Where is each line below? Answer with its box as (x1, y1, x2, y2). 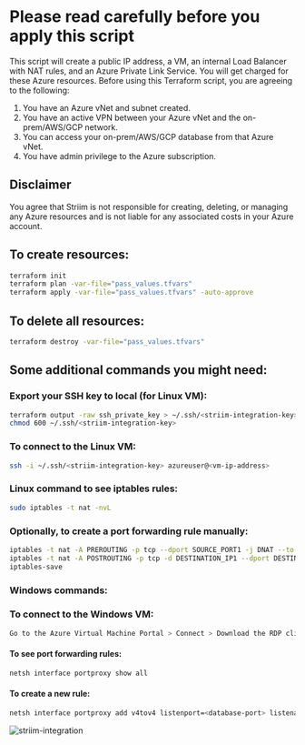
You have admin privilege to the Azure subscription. (22, 150, 216, 161)
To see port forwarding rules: (9, 649, 123, 659)
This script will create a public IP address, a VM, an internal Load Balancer (9, 55, 288, 66)
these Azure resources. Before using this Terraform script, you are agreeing (9, 75, 293, 86)
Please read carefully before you (9, 6, 261, 27)
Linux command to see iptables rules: (9, 482, 179, 495)
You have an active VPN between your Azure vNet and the (22, 112, 241, 123)
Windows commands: (9, 584, 108, 597)
